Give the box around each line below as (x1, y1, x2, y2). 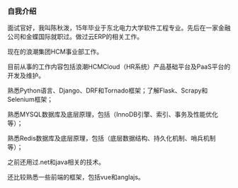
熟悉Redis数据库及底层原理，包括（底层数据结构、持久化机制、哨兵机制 (7, 134, 216, 143)
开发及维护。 (7, 71, 45, 80)
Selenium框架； (7, 95, 53, 104)
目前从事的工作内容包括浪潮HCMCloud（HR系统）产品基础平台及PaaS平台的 (7, 62, 231, 71)
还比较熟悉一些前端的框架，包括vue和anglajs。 (7, 173, 145, 182)
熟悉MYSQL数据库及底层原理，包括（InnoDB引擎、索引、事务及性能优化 (7, 110, 218, 119)
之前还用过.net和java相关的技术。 (7, 158, 105, 167)
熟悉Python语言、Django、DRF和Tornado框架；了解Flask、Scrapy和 (7, 86, 208, 95)
